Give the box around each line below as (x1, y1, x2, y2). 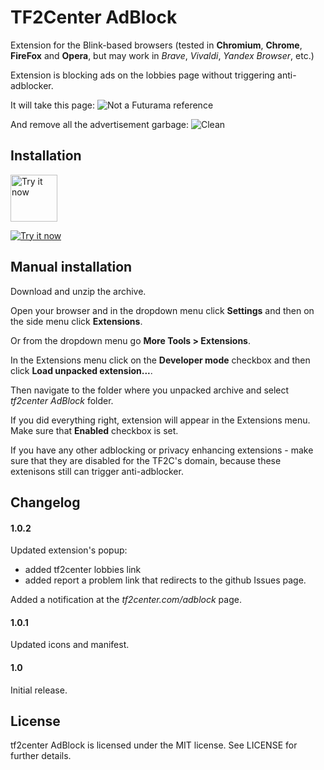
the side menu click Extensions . (10, 315, 143, 327)
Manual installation (10, 259, 133, 276)
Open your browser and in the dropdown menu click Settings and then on (10, 304, 315, 316)
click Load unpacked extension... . (10, 364, 153, 376)
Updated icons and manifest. (10, 639, 130, 651)
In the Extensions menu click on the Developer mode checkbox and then (10, 354, 311, 366)
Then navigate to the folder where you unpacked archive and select (10, 384, 290, 396)
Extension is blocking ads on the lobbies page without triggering (10, 69, 276, 81)
